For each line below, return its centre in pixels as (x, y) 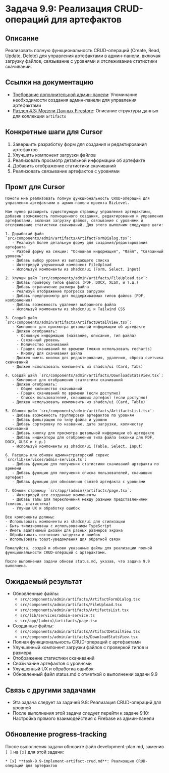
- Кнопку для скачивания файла (49, 354)
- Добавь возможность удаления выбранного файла (64, 305)
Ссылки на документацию (49, 82)
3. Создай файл (21, 318)
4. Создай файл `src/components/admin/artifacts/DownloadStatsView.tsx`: (84, 376)
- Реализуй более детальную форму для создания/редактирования (80, 243)
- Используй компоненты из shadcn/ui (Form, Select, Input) (76, 269)
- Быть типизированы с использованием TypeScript (59, 526)
